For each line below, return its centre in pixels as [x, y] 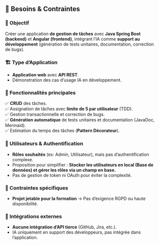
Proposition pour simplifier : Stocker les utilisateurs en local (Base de [83, 165]
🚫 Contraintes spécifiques [37, 188]
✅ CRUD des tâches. [26, 103]
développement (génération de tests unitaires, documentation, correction [79, 44]
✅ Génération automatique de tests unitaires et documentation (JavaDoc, [80, 120]
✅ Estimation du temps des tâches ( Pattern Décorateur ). [62, 131]
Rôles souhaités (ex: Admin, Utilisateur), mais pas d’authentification [80, 154]
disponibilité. [25, 203]
